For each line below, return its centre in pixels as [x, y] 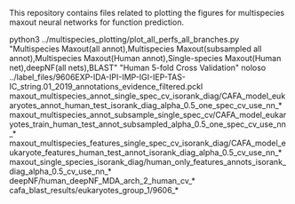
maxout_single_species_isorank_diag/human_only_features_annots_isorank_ [148, 162]
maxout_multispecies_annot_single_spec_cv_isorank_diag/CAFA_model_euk [147, 96]
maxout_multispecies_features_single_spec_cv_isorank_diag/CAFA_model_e [147, 143]
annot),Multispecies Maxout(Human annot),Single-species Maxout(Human [145, 58]
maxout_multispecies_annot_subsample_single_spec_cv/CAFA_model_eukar [148, 115]
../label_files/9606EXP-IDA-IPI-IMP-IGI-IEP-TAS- [98, 77]
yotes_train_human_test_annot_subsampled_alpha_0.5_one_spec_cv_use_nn [148, 124]
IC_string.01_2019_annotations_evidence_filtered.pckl [106, 86]
